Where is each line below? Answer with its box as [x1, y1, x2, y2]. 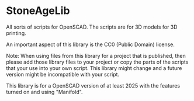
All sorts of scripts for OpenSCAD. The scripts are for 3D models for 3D [6, 23, 178, 30]
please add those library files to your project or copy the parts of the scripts [6, 58, 189, 65]
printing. [6, 29, 26, 36]
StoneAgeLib [6, 4, 70, 18]
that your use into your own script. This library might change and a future [6, 64, 182, 71]
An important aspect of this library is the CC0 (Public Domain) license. [6, 41, 175, 48]
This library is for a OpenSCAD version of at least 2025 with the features [6, 82, 180, 89]
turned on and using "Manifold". [6, 88, 83, 95]
